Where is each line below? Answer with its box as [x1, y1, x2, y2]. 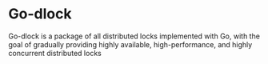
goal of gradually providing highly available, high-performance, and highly [8, 39, 253, 49]
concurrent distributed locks [8, 48, 102, 58]
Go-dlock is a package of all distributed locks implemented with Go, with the [8, 31, 260, 41]
